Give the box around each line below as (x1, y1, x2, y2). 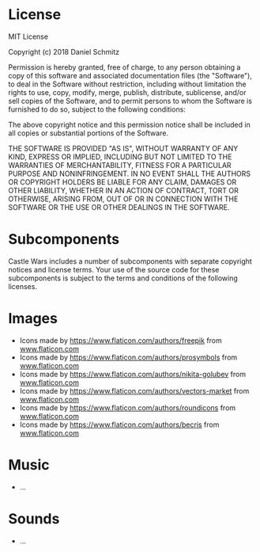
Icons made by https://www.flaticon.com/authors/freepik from (19, 335, 223, 345)
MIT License (8, 32, 49, 41)
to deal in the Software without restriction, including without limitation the (8, 79, 247, 89)
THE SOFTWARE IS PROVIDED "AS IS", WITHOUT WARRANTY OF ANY (8, 143, 239, 153)
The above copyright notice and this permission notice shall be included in (8, 120, 251, 129)
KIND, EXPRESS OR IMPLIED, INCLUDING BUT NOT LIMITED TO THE (8, 152, 232, 162)
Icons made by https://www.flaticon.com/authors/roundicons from (19, 402, 236, 413)
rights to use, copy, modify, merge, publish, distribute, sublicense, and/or (8, 87, 247, 97)
